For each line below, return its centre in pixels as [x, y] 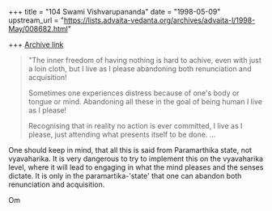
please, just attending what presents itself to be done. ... [122, 134]
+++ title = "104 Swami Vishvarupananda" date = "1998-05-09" [115, 12]
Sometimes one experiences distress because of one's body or [134, 93]
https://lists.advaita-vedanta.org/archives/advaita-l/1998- [159, 20]
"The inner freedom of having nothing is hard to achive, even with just [144, 60]
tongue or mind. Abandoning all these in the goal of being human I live [145, 101]
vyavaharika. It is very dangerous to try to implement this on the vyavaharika [136, 158]
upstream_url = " [36, 20]
